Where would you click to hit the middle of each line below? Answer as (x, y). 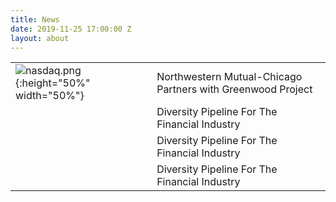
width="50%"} (50, 96)
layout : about (40, 38)
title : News (35, 19)
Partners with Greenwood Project (234, 89)
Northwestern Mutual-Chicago (229, 77)
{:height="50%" (53, 83)
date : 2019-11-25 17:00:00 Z (71, 29)
